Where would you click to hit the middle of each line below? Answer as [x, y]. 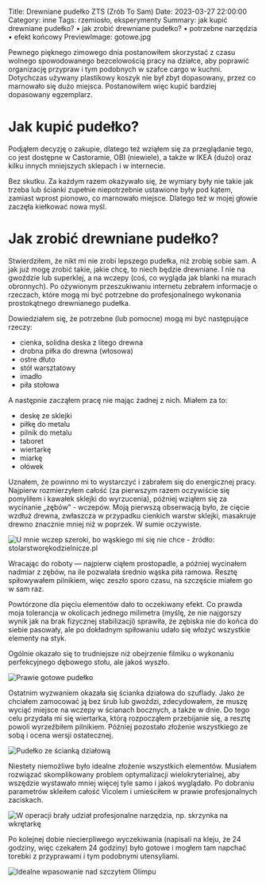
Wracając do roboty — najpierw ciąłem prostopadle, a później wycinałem [127, 563]
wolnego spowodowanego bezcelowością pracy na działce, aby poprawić [129, 61]
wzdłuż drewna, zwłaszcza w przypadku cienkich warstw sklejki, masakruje [132, 515]
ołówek [31, 466]
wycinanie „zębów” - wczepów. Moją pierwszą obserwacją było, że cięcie [129, 507]
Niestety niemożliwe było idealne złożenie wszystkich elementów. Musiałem [132, 766]
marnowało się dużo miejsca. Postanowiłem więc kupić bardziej [112, 86]
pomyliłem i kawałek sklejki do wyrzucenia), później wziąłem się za [118, 499]
